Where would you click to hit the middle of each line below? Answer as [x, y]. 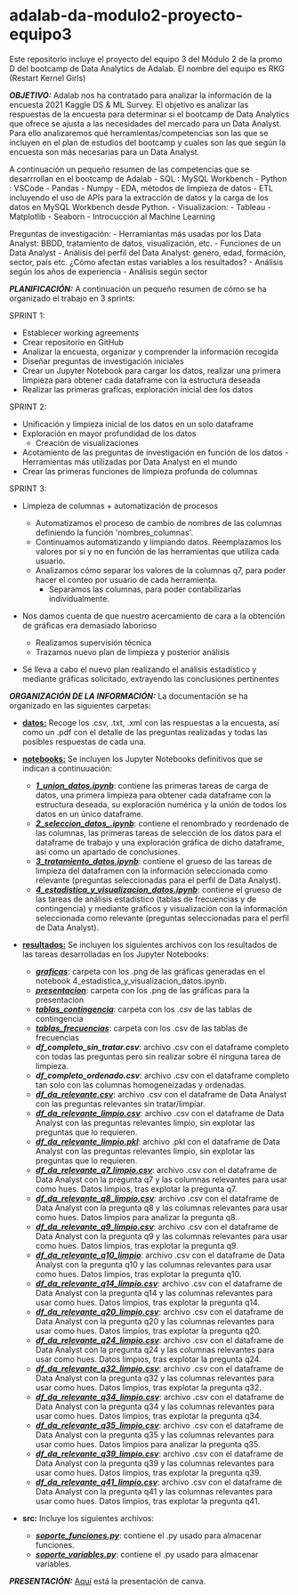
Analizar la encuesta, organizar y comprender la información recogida [150, 352]
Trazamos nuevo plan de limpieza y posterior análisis [133, 652]
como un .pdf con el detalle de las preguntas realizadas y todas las [145, 732]
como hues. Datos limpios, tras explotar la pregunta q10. [138, 1274]
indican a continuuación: [67, 768]
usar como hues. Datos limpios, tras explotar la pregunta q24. [148, 1359]
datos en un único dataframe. [89, 814]
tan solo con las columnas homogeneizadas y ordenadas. [141, 1085]
